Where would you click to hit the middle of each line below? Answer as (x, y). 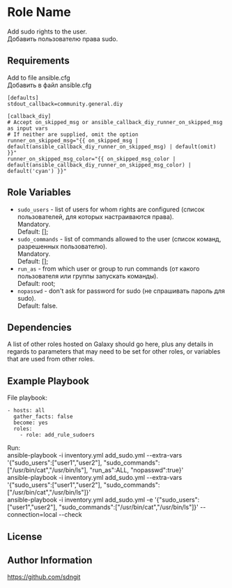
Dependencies (39, 327)
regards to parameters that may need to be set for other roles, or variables (114, 352)
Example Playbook (48, 381)
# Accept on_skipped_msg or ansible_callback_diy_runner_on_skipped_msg (115, 122)
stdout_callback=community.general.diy (65, 104)
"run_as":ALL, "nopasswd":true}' (137, 470)
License (25, 537)
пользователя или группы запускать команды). (88, 276)
